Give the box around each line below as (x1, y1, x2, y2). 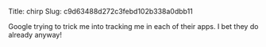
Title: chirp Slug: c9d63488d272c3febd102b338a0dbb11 (8, 7, 193, 16)
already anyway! (8, 31, 62, 39)
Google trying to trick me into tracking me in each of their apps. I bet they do (8, 22, 259, 31)
